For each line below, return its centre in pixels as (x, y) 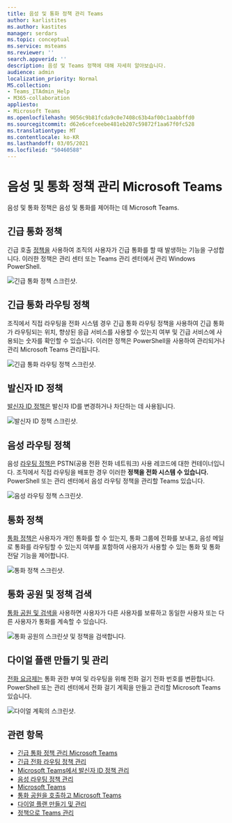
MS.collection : (29, 85)
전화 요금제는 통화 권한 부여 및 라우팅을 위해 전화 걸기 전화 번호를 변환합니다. (111, 678)
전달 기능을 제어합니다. (38, 555)
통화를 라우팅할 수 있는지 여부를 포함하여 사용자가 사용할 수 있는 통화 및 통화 (117, 547)
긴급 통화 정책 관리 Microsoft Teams (67, 753)
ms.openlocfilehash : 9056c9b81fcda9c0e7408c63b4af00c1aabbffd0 (101, 117)
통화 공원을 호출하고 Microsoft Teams (69, 795)
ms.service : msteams (37, 46)
